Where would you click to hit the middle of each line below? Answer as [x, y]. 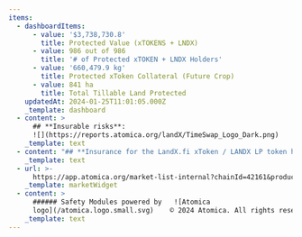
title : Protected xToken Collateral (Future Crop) [138, 77]
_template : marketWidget [71, 186]
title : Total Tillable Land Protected [114, 93]
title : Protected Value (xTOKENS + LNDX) [120, 43]
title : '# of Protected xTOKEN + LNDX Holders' [132, 59]
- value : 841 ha [63, 85]
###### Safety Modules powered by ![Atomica [121, 202]
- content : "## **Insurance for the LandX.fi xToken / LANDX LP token [152, 151]
